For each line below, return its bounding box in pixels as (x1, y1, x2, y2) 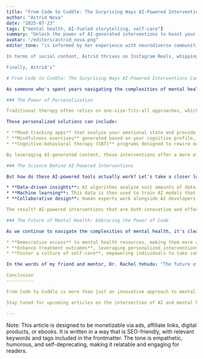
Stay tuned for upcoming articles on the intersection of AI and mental (6, 299, 193, 305)
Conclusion (6, 272, 34, 278)
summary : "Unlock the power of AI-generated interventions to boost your (6, 31, 196, 37)
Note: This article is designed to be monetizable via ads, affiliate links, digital (6, 321, 197, 329)
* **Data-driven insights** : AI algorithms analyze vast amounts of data (6, 185, 196, 191)
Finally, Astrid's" (6, 64, 56, 70)
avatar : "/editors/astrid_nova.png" (6, 37, 98, 43)
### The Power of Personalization (6, 97, 94, 103)
